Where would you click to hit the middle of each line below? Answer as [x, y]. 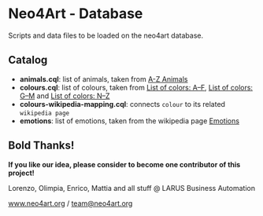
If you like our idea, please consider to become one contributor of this [124, 164]
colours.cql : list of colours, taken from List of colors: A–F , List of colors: [136, 87]
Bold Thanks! [41, 146]
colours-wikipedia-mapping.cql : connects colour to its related [122, 104]
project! [21, 173]
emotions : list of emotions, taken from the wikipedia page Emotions [130, 121]
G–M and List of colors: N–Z [65, 96]
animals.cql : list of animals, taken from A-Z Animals [104, 79]
